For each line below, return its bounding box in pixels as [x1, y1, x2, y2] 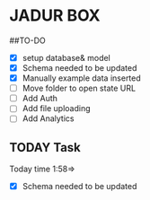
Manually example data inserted [22, 73, 141, 83]
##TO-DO [9, 35, 47, 46]
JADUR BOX [9, 5, 101, 26]
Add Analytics [22, 113, 75, 124]
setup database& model [22, 52, 110, 63]
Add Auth [22, 93, 58, 104]
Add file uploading [22, 103, 92, 114]
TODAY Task [9, 140, 81, 155]
